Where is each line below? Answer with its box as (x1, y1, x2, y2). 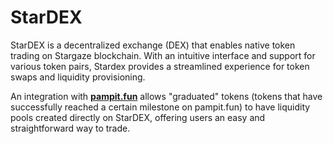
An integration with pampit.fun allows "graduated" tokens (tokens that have (10, 90, 323, 102)
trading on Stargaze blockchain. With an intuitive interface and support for (10, 49, 316, 61)
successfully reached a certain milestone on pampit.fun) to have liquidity (10, 101, 311, 113)
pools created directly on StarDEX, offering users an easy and (10, 111, 266, 123)
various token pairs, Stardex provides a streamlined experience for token (10, 60, 310, 72)
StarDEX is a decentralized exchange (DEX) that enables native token (10, 39, 296, 51)
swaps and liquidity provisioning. (10, 71, 146, 83)
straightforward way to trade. (10, 122, 131, 134)
